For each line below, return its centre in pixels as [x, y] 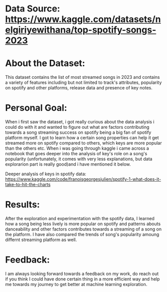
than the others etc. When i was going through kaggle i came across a [77, 148]
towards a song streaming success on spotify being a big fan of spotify [78, 132]
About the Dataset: [45, 63]
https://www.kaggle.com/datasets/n [83, 19]
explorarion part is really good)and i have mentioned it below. [68, 164]
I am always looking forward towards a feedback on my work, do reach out [82, 274]
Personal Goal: [36, 108]
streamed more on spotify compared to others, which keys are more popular [83, 143]
